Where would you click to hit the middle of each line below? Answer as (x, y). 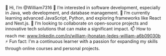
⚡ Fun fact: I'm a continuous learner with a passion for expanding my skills (82, 41)
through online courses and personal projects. (53, 48)
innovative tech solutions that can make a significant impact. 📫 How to (78, 29)
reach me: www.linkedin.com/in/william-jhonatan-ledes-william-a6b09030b (83, 36)
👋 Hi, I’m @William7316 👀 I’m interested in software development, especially (83, 8)
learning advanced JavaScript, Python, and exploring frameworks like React (83, 18)
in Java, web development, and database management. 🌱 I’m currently (78, 13)
